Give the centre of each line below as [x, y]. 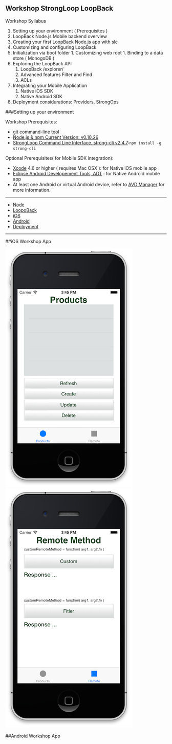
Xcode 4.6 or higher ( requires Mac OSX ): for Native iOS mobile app [85, 168]
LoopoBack [25, 210]
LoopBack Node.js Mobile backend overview [60, 36]
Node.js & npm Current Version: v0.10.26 [56, 137]
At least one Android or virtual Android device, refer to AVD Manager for [89, 184]
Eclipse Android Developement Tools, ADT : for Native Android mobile [86, 173]
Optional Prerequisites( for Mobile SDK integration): [59, 158]
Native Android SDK [41, 96]
